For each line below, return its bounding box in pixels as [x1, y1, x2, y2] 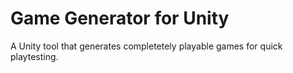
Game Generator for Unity [10, 7, 230, 30]
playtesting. [10, 50, 59, 62]
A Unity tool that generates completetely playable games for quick [10, 40, 283, 52]
